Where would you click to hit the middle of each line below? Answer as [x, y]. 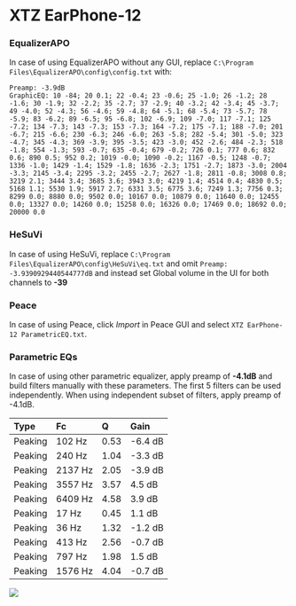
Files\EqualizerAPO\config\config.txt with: [91, 72]
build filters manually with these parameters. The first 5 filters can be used [145, 386]
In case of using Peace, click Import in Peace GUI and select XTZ [126, 325]
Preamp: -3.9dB [37, 88]
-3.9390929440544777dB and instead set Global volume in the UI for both [139, 272]
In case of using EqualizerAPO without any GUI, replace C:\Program [132, 62]
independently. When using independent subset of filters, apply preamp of [145, 395]
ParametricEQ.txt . [54, 334]
